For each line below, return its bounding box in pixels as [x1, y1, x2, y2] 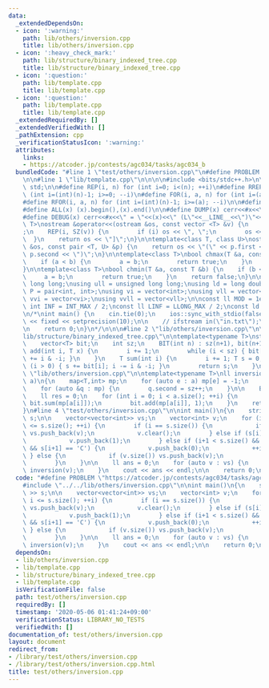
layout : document [8, 638, 66, 646]
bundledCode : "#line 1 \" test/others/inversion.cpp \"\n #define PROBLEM [15, 168, 260, 176]
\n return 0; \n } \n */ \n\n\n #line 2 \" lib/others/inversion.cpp [22, 325, 246, 333]
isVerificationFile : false [15, 586, 106, 594]
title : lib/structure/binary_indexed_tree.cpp [22, 64, 181, 72]
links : [22, 153, 45, 161]
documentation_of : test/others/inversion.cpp [8, 630, 163, 638]
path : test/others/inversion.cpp [15, 593, 127, 601]
